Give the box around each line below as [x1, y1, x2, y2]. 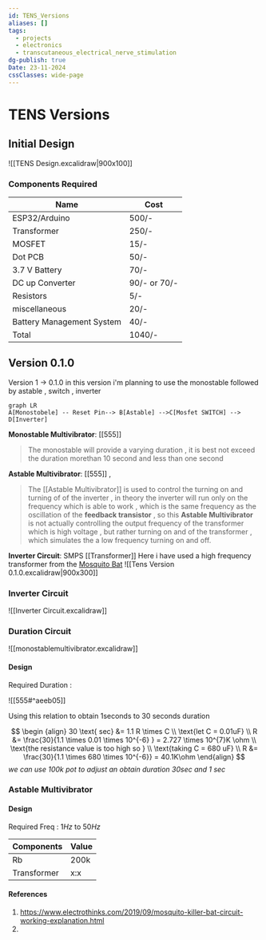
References [8, 890, 48, 899]
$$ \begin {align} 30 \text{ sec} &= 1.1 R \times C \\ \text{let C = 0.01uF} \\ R [10, 726, 258, 736]
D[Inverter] [8, 415, 48, 423]
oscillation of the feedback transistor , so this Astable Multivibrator [27, 510, 254, 519]
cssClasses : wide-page [8, 71, 84, 79]
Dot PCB [12, 251, 45, 262]
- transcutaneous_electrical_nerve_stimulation [15, 49, 177, 57]
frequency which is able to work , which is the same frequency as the [27, 501, 257, 511]
